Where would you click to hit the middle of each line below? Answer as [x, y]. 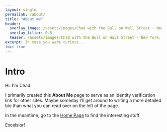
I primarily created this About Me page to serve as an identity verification [80, 95]
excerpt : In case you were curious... [45, 42]
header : [13, 24]
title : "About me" [24, 19]
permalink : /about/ [25, 14]
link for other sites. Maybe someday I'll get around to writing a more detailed [83, 100]
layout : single [21, 10]
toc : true [15, 47]
